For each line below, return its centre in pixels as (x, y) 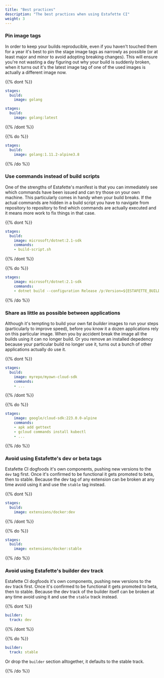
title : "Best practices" (30, 10)
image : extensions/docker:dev (45, 512)
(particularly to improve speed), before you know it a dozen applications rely (82, 329)
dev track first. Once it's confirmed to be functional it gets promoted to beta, (82, 587)
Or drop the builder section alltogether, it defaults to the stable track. (75, 661)
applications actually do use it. (36, 349)
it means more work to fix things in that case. (51, 213)
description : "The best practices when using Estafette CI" (68, 14)
